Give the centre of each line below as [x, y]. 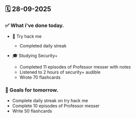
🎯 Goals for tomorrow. [32, 90]
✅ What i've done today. [35, 25]
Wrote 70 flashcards [40, 77]
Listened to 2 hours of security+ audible [60, 72]
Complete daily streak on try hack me [50, 100]
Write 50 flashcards [32, 111]
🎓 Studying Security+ [35, 55]
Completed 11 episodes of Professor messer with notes [75, 67]
